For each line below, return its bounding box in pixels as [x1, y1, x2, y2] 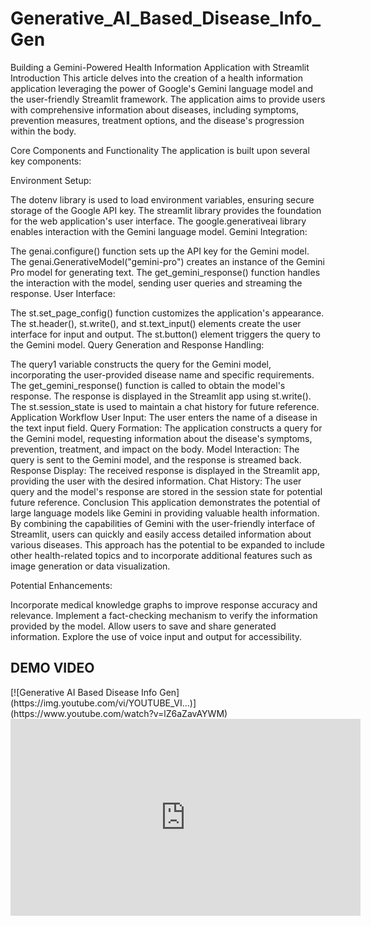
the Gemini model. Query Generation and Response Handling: [10, 338, 265, 351]
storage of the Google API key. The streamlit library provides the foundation [10, 204, 322, 216]
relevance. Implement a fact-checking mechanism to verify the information [10, 609, 318, 621]
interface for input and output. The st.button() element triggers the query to [10, 328, 321, 340]
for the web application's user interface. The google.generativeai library [10, 215, 307, 227]
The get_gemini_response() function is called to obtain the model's [10, 379, 286, 391]
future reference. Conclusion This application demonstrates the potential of [10, 496, 321, 508]
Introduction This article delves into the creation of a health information [10, 72, 303, 84]
